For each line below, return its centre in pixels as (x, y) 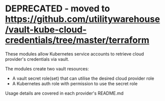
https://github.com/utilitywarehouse (82, 19)
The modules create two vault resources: (47, 69)
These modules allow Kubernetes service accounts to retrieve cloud (75, 54)
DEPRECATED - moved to (58, 9)
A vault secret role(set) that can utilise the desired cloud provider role (83, 78)
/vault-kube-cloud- (46, 30)
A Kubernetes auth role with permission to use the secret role (75, 83)
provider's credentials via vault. (37, 59)
